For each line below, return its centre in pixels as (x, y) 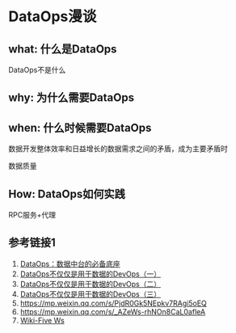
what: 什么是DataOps (63, 49)
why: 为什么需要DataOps (72, 98)
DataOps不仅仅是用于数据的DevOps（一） (91, 274)
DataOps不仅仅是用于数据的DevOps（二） (91, 284)
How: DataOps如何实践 (67, 194)
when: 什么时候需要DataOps (80, 127)
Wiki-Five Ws (42, 320)
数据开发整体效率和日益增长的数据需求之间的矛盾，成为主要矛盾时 (118, 149)
